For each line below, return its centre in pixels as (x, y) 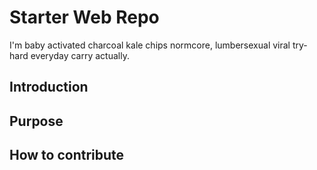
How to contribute (67, 155)
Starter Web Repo (84, 17)
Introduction (49, 87)
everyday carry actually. (80, 55)
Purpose (36, 121)
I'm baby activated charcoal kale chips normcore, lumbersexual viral (150, 45)
